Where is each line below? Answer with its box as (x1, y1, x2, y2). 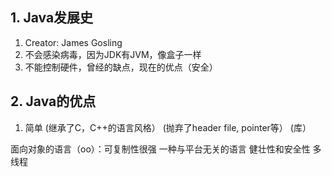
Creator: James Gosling (24, 36, 123, 48)
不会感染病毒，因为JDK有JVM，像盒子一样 (24, 48, 202, 60)
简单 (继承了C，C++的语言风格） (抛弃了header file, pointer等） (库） (24, 121, 312, 133)
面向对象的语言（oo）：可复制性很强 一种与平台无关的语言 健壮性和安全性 (10, 143, 311, 155)
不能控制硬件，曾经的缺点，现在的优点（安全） (24, 61, 218, 73)
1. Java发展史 (10, 9, 94, 27)
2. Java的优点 (10, 93, 97, 110)
